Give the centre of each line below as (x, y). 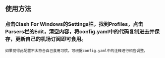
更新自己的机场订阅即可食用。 (51, 39)
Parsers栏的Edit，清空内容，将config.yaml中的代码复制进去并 (80, 32)
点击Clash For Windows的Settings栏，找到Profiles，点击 (74, 24)
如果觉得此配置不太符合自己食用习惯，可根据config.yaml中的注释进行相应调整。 (76, 51)
